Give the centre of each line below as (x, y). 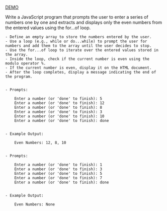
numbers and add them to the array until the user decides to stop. (78, 46)
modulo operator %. (26, 63)
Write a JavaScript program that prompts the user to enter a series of (77, 17)
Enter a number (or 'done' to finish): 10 (59, 116)
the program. (19, 77)
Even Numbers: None (35, 204)
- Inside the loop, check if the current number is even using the (77, 59)
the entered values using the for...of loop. (48, 28)
